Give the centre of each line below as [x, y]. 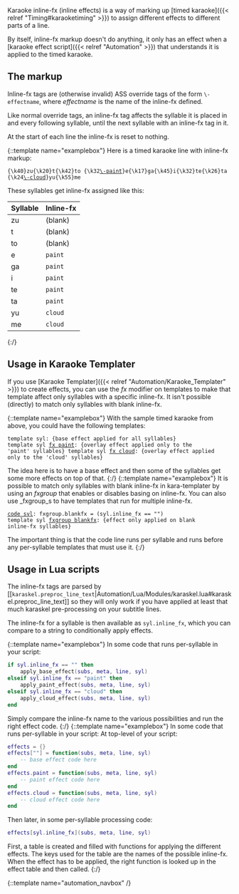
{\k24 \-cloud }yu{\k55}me [44, 177]
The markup [35, 77]
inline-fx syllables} [39, 526]
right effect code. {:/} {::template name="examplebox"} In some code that [115, 726]
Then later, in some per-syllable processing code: [80, 820]
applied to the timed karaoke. [50, 54]
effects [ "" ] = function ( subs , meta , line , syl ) [79, 753]
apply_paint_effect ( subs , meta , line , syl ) [86, 685]
